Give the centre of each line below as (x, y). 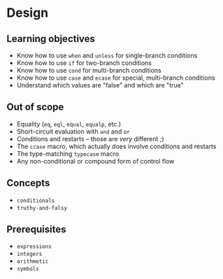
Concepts (28, 183)
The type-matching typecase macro (68, 153)
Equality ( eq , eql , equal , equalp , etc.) (69, 124)
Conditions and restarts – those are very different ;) (91, 138)
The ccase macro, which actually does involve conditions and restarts (116, 146)
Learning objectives (51, 39)
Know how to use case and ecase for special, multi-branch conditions (116, 78)
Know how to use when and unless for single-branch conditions (107, 55)
